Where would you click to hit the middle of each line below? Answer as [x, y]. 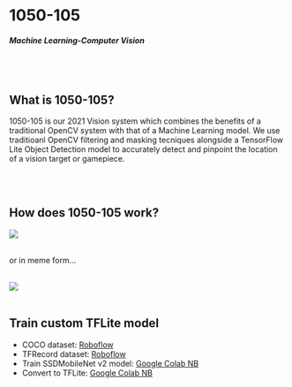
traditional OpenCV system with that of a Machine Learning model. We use [145, 130]
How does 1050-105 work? [84, 213]
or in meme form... [43, 260]
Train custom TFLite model [84, 323]
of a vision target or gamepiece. [67, 158]
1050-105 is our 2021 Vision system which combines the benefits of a [135, 121]
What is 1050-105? [62, 99]
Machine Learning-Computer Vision [77, 40]
